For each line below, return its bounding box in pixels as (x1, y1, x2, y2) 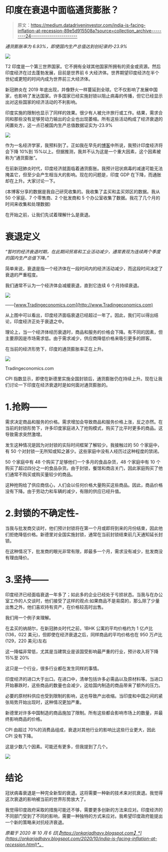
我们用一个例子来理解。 (5, 614, 53, 621)
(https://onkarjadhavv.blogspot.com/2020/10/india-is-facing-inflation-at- (5, 835, 157, 841)
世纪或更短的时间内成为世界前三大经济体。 (5, 76, 93, 82)
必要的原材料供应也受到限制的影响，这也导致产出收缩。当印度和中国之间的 (5, 693, 158, 699)
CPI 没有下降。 (5, 733, 36, 739)
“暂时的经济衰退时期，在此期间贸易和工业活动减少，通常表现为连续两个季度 (5, 248, 161, 254)
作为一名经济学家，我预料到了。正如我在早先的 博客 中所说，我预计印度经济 (5, 142, 158, 148)
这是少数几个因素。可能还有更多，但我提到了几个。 (5, 743, 110, 749)
